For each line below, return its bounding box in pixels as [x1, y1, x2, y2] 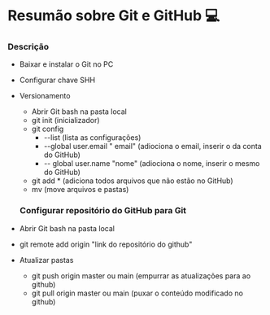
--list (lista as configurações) [43, 133, 142, 142]
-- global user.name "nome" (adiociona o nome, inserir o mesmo [43, 159, 260, 168]
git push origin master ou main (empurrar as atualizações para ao [31, 270, 251, 281]
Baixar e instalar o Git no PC [19, 59, 114, 69]
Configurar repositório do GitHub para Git [19, 205, 187, 217]
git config [31, 124, 64, 134]
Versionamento [19, 91, 71, 101]
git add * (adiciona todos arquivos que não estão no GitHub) [31, 176, 233, 186]
